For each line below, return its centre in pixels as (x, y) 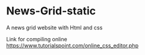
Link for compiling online (37, 39)
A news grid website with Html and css (54, 27)
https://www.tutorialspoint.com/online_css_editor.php (72, 45)
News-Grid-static (51, 11)
